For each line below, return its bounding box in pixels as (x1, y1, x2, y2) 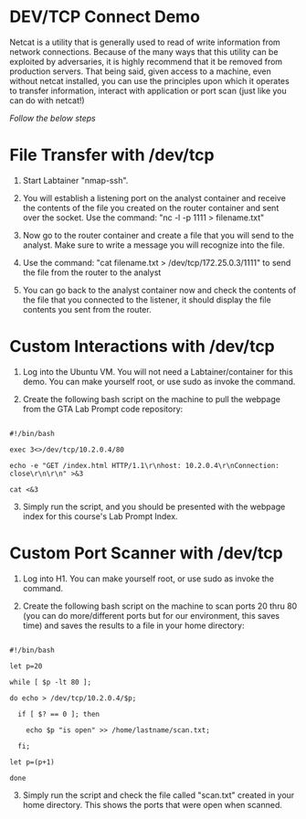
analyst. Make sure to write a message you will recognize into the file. (22, 239, 285, 250)
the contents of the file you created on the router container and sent (22, 202, 280, 213)
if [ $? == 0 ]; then (17, 709, 100, 718)
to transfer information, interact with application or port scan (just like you (9, 85, 288, 96)
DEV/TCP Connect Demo (9, 6, 201, 27)
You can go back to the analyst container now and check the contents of (22, 284, 297, 295)
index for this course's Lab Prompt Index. (22, 510, 178, 522)
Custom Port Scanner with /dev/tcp (9, 543, 283, 563)
